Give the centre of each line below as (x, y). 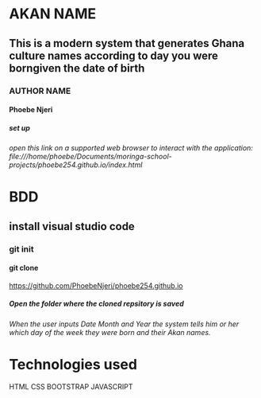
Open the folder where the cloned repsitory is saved (97, 304)
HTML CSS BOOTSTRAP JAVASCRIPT (71, 386)
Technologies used (73, 364)
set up (20, 127)
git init (21, 249)
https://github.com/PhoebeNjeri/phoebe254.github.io (96, 285)
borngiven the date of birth (77, 68)
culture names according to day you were (114, 55)
